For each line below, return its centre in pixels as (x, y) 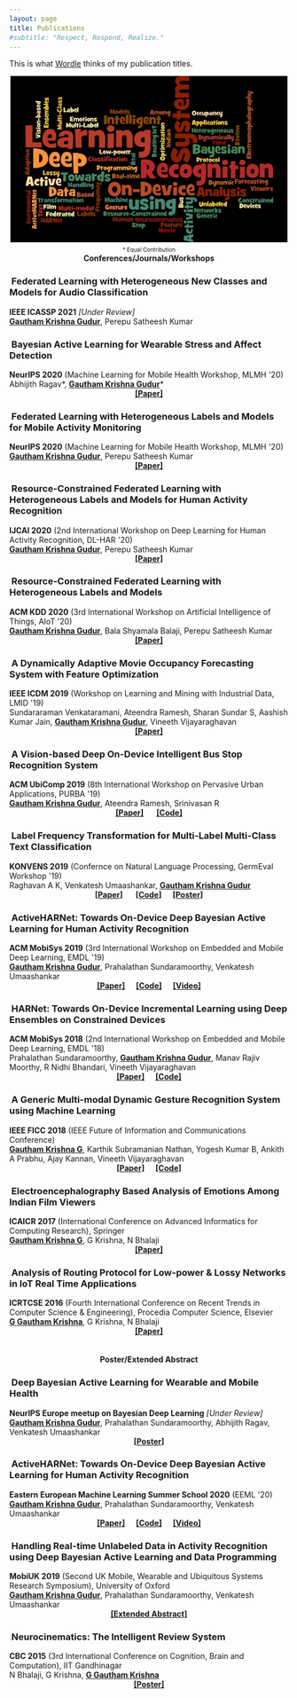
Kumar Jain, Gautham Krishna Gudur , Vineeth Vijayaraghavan (123, 722)
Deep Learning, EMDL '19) (57, 957)
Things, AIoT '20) (41, 621)
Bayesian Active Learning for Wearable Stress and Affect (136, 344)
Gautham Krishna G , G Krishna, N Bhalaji (84, 1240)
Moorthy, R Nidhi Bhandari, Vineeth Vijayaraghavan (103, 1067)
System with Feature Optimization (84, 674)
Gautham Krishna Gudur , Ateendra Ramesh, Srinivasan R (114, 804)
